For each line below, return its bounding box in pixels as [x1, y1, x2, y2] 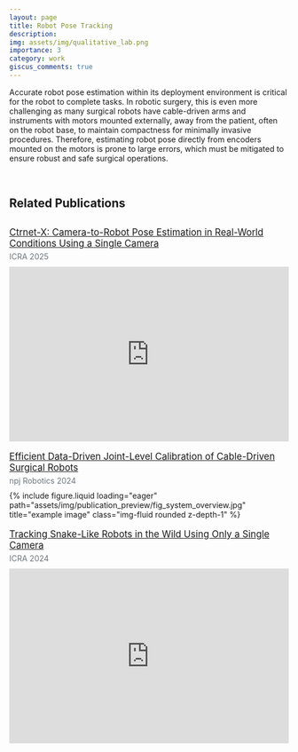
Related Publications [9, 196, 126, 211]
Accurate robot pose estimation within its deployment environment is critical [9, 86, 287, 98]
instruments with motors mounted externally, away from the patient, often [9, 115, 278, 125]
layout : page [9, 12, 58, 22]
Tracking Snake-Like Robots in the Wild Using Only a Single [9, 528, 271, 541]
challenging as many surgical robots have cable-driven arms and [9, 106, 247, 116]
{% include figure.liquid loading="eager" [9, 490, 158, 502]
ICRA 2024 [9, 553, 50, 564]
